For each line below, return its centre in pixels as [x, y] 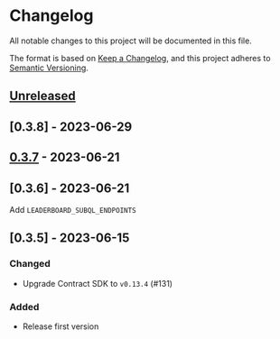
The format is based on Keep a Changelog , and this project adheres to [140, 58]
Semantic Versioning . [49, 68]
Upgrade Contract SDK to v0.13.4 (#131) [98, 283]
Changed [30, 264]
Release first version [61, 326]
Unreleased [43, 96]
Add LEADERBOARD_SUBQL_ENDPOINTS [73, 209]
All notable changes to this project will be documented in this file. [131, 41]
